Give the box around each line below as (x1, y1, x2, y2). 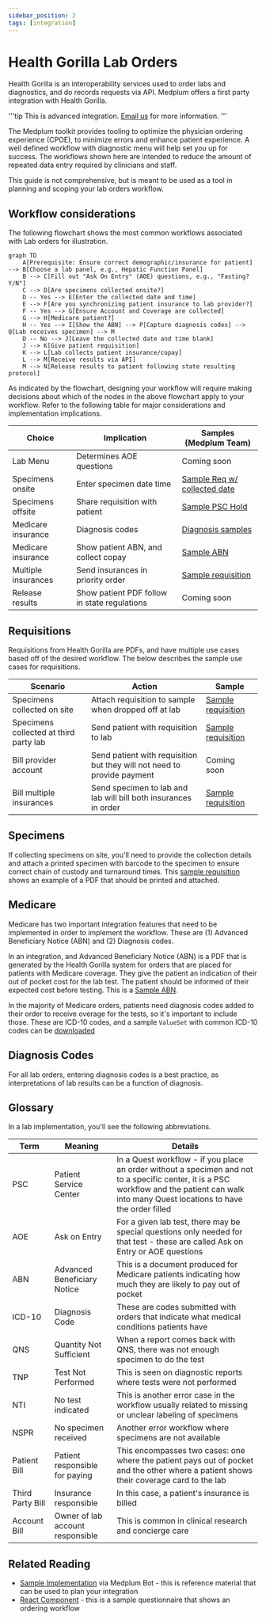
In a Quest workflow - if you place (116, 1154, 244, 1165)
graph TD (8, 252, 37, 260)
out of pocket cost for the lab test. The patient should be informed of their (8, 976, 249, 986)
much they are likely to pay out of (116, 1279, 241, 1290)
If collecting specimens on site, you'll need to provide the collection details (8, 850, 252, 859)
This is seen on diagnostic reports (116, 1367, 243, 1378)
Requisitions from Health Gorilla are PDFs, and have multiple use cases (8, 645, 240, 655)
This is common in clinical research (116, 1516, 248, 1527)
